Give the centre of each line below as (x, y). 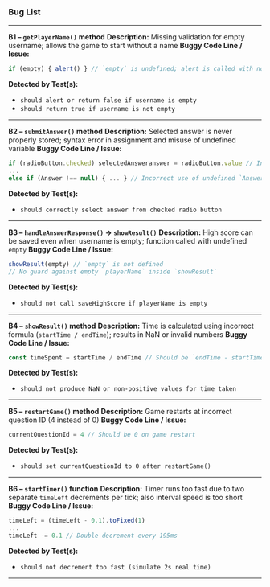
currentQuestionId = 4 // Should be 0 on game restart (102, 435)
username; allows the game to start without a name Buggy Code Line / (125, 46)
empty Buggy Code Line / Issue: (61, 249)
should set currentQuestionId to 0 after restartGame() (115, 466)
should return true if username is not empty (97, 109)
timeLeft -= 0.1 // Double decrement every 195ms (93, 536)
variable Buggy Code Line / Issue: (65, 149)
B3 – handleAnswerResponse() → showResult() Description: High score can (131, 232)
